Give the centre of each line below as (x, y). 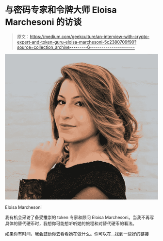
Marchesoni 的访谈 (43, 22)
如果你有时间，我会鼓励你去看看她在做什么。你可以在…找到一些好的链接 (77, 234)
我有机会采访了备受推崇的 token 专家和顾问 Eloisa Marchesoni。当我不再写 (80, 217)
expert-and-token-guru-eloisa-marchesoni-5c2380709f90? (77, 42)
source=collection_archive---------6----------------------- (76, 47)
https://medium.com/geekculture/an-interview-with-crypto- (90, 37)
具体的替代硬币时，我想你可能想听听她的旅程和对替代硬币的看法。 (71, 223)
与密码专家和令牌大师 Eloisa (61, 10)
